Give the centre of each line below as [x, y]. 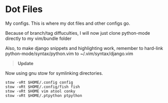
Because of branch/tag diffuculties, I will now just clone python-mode [78, 33]
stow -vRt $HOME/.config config [39, 82]
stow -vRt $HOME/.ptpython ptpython [44, 95]
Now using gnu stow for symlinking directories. [54, 73]
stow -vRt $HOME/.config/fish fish [43, 87]
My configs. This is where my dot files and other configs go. [68, 23]
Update [25, 63]
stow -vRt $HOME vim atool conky [40, 91]
